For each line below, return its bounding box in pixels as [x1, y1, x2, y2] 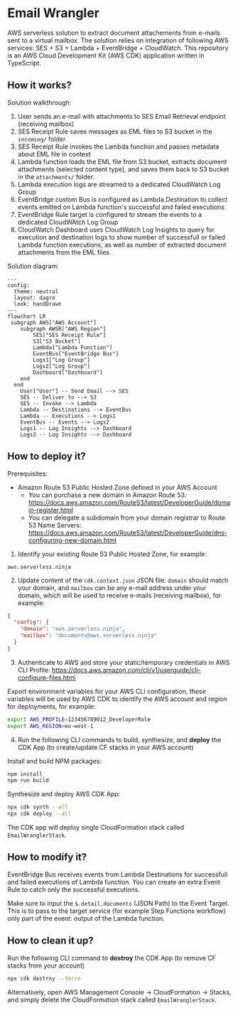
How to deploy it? [7, 450, 87, 463]
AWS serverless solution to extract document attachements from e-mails [7, 28, 220, 37]
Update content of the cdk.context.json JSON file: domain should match [17, 576, 229, 584]
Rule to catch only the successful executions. [7, 885, 141, 894]
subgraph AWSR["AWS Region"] [20, 325, 107, 332]
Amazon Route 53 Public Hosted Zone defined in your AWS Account [17, 483, 218, 491]
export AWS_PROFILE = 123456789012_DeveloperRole [7, 716, 151, 723]
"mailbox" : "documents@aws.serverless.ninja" [20, 632, 158, 639]
